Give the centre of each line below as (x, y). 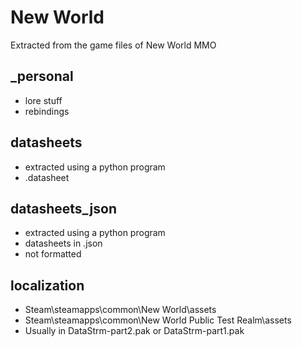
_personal (42, 76)
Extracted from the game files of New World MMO (113, 45)
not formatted (53, 254)
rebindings (47, 111)
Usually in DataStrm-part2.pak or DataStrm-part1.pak (134, 331)
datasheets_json (63, 208)
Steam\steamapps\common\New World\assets (120, 310)
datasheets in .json (63, 243)
